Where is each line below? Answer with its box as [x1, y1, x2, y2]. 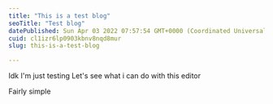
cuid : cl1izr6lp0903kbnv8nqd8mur [8, 34, 122, 43]
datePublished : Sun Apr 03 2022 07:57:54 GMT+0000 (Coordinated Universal [8, 27, 267, 35]
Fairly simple [8, 86, 51, 97]
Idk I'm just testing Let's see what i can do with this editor [8, 71, 201, 81]
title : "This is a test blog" [8, 11, 111, 20]
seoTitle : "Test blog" [8, 19, 85, 27]
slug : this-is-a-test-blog [8, 42, 100, 50]
